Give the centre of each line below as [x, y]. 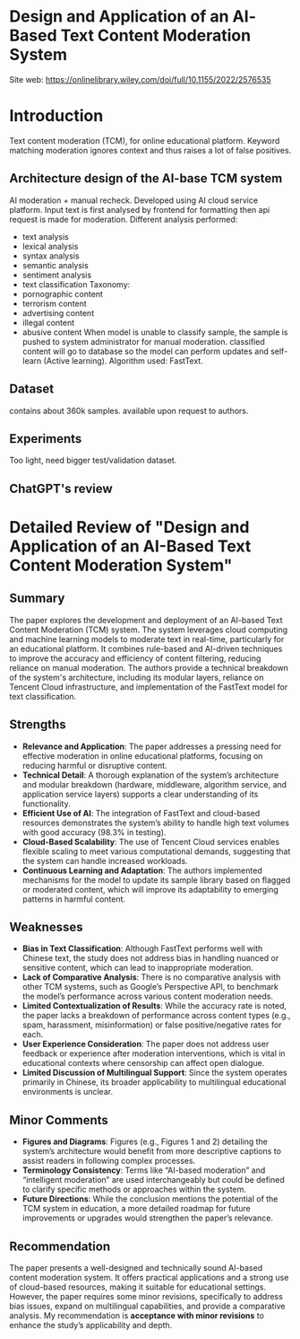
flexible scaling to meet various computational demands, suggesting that [156, 851]
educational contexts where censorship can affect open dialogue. [143, 1063]
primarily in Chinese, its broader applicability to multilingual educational [154, 1082]
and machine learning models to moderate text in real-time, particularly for [147, 639]
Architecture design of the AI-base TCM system [146, 178]
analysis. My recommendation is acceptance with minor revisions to [137, 1315]
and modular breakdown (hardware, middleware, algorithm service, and [154, 784]
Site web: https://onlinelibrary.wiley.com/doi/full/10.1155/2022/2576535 [140, 79]
